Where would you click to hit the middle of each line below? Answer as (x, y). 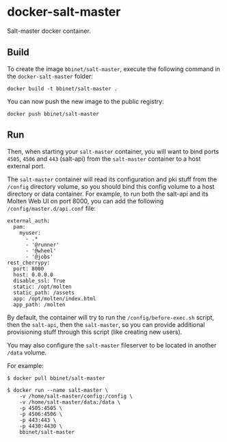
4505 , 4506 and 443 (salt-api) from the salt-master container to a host (104, 159)
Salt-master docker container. (49, 31)
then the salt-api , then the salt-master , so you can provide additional (106, 324)
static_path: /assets (44, 292)
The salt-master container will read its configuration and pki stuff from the (112, 179)
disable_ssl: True (40, 281)
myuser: (30, 233)
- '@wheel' (41, 250)
